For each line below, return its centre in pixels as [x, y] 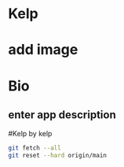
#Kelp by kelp [30, 134]
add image [43, 50]
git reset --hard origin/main [58, 156]
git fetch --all [35, 148]
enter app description [62, 115]
